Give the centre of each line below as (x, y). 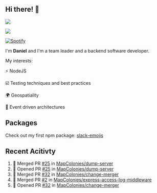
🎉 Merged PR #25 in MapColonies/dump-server (63, 163)
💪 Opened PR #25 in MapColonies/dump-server (63, 169)
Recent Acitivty (31, 151)
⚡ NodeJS (16, 71)
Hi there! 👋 (23, 9)
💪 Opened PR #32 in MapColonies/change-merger (66, 185)
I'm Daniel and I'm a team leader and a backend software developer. (77, 51)
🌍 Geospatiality (22, 95)
